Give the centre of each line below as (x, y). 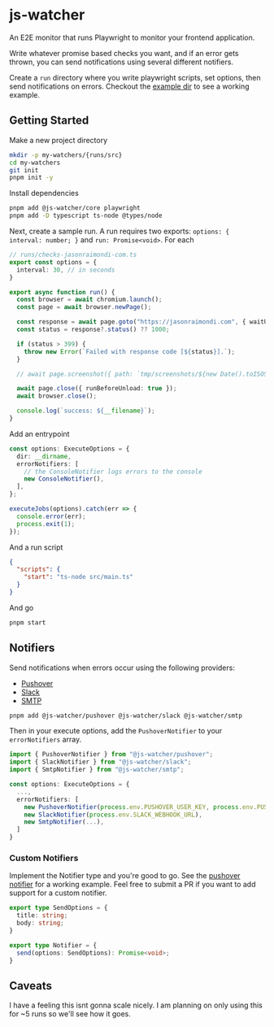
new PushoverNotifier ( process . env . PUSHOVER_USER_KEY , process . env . (140, 807)
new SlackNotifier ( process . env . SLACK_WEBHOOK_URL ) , (113, 815)
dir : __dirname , (44, 456)
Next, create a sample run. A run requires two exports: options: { (120, 231)
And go (22, 607)
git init (24, 170)
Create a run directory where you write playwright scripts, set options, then (135, 77)
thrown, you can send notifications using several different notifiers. (122, 62)
